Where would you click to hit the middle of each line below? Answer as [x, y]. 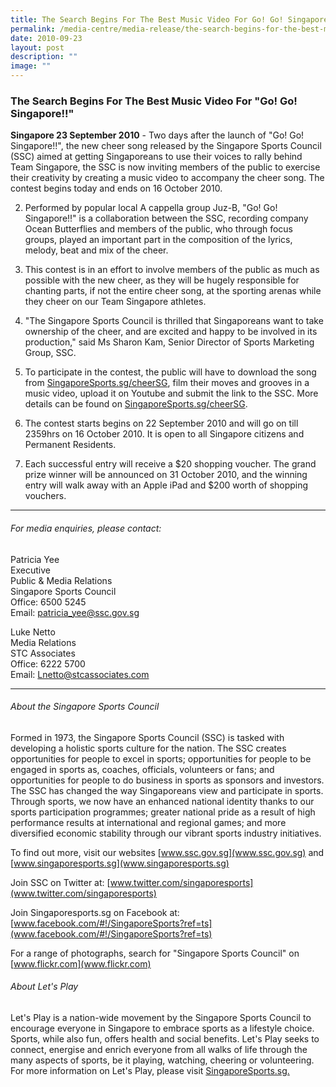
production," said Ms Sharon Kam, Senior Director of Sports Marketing [169, 342]
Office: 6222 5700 [48, 663]
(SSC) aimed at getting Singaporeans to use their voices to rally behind [156, 157]
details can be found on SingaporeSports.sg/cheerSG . [136, 404]
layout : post [37, 47]
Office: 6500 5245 [48, 602]
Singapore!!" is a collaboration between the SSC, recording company [166, 218]
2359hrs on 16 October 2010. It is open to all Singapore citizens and [164, 434]
